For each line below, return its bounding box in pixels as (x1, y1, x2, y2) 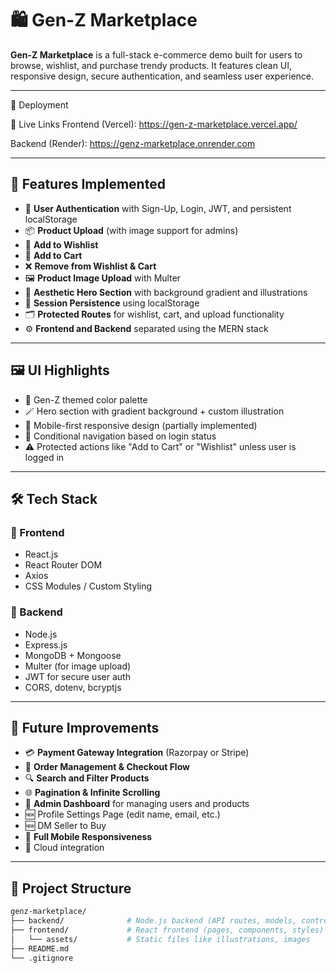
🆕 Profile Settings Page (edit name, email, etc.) (24, 808, 221, 821)
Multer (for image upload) (24, 660, 132, 672)
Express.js (24, 638, 68, 651)
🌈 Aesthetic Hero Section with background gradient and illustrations (24, 286, 308, 298)
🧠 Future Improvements (10, 719, 160, 736)
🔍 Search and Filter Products (24, 772, 150, 784)
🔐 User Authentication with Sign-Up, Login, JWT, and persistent (24, 202, 292, 214)
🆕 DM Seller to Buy (24, 820, 107, 832)
